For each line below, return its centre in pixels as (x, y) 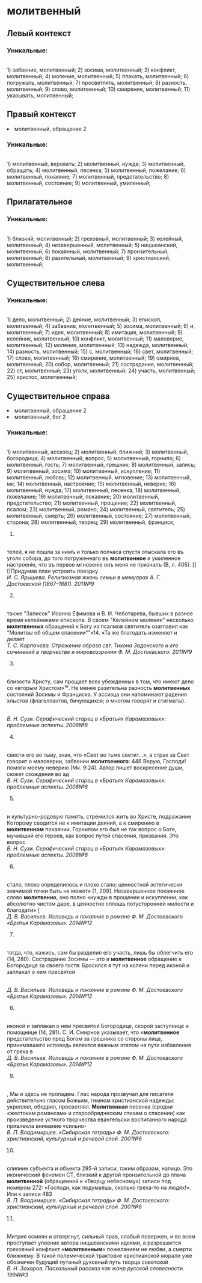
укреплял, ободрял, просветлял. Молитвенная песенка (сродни (90, 1107)
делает (16, 639)
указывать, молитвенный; (40, 95)
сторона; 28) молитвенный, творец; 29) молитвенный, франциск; (91, 522)
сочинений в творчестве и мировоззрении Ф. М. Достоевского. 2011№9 (99, 652)
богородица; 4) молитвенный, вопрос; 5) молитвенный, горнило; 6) (94, 458)
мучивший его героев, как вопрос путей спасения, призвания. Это (93, 836)
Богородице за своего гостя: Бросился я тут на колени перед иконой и (98, 965)
